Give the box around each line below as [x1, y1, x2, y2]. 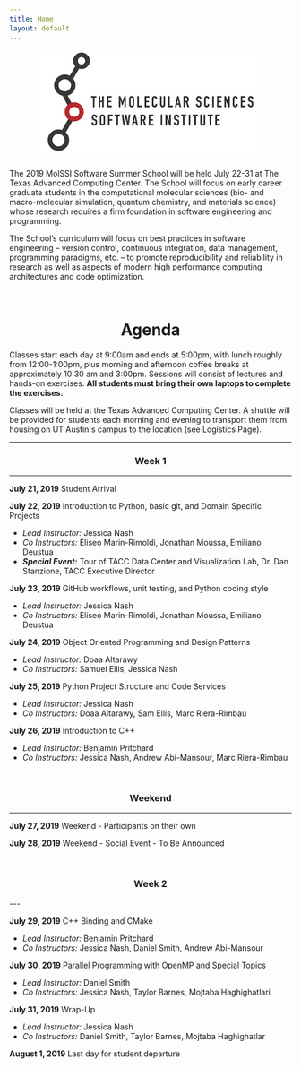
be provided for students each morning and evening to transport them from [9, 414, 288, 425]
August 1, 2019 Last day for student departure [9, 1048, 181, 1059]
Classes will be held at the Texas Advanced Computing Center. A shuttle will [9, 404, 291, 416]
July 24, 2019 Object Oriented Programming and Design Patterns [9, 637, 251, 648]
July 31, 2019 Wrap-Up [9, 1003, 96, 1014]
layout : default [9, 23, 70, 33]
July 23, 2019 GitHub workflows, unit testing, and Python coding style [9, 583, 269, 594]
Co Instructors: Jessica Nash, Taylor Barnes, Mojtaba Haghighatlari [21, 986, 271, 997]
